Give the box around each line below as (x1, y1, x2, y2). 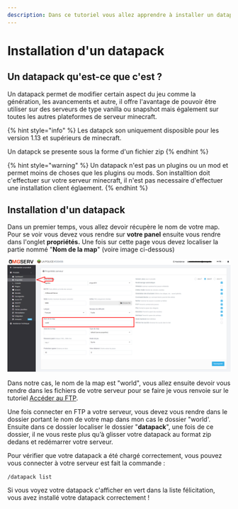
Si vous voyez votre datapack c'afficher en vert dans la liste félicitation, (7, 486, 215, 495)
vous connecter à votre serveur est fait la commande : (7, 459, 166, 467)
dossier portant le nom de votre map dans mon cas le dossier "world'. (7, 415, 211, 424)
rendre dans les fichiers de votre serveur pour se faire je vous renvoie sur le (7, 387, 229, 395)
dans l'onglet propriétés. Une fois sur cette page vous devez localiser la (7, 238, 218, 246)
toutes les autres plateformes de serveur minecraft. (7, 112, 157, 120)
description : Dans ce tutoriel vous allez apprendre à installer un (7, 11, 214, 18)
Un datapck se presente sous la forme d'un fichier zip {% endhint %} (7, 147, 209, 156)
